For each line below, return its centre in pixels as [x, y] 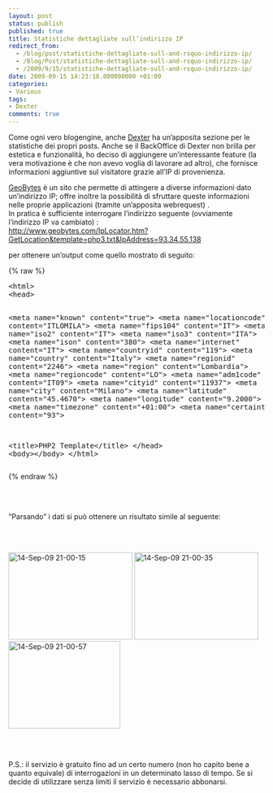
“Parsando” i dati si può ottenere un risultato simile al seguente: [115, 516]
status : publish [36, 24]
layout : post [30, 16]
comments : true [34, 115]
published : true [36, 31]
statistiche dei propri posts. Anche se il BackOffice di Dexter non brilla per [132, 146]
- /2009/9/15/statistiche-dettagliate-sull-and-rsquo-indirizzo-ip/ [134, 69]
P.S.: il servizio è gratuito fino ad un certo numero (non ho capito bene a [129, 764]
